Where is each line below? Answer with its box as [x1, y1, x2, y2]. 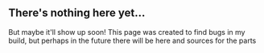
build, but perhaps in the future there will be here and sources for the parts [8, 36, 257, 45]
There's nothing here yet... [8, 6, 146, 20]
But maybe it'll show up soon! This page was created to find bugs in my [8, 27, 245, 36]
